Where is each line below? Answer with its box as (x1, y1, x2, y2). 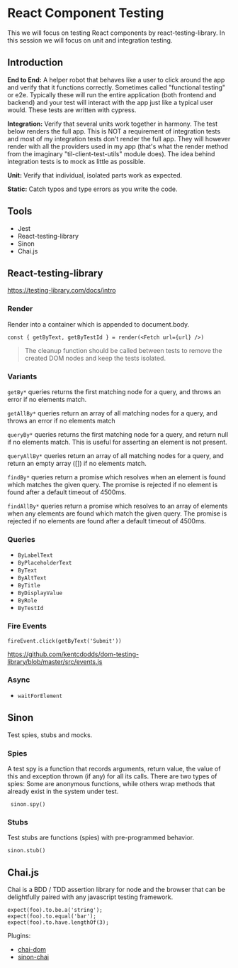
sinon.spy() (10, 800, 46, 807)
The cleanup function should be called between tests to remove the (24, 346, 222, 354)
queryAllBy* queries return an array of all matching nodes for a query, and (7, 451, 225, 459)
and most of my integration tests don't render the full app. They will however (7, 134, 231, 143)
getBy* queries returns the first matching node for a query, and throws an (7, 387, 221, 396)
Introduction (7, 57, 64, 69)
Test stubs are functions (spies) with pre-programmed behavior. (7, 833, 195, 842)
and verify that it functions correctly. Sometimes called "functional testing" (7, 83, 225, 92)
